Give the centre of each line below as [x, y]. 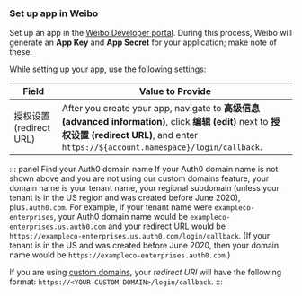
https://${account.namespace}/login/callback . [162, 147]
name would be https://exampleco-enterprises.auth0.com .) [120, 255]
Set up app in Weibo [54, 13]
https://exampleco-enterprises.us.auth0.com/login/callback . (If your [140, 236]
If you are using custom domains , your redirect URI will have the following [146, 273]
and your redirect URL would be [167, 226]
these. [21, 52]
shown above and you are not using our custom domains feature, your [139, 178]
